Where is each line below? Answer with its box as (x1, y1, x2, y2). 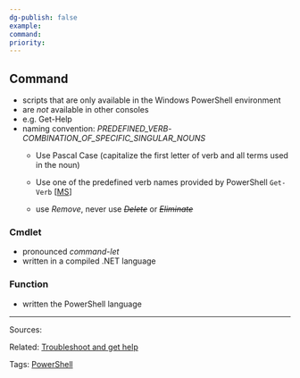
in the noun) (35, 160, 80, 171)
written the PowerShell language (21, 298, 143, 309)
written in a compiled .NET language (21, 256, 156, 266)
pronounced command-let (21, 247, 120, 257)
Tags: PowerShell (9, 358, 73, 369)
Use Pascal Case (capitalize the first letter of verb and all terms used (35, 150, 288, 161)
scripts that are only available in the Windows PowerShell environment (21, 95, 281, 105)
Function (9, 278, 49, 290)
